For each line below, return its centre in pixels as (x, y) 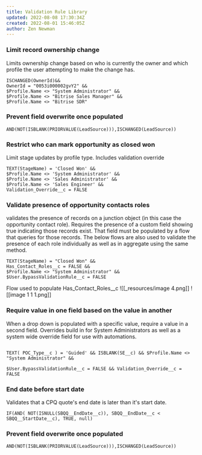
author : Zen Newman (31, 29)
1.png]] (43, 295)
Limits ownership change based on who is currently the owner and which (97, 63)
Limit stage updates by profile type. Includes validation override (85, 158)
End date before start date (45, 389)
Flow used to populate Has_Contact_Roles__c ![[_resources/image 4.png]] (98, 288)
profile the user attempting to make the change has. (71, 69)
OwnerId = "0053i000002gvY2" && (47, 86)
